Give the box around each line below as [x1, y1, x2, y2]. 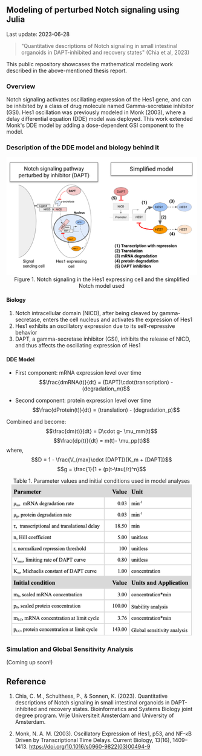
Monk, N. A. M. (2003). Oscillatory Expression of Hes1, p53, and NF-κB [15, 730, 192, 737]
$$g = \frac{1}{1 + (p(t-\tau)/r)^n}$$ [57, 466, 146, 473]
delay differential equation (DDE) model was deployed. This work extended [6, 115, 194, 123]
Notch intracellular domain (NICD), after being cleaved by [15, 310, 158, 317]
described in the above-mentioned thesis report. [6, 67, 127, 74]
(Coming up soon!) [6, 659, 53, 666]
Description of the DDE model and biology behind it [6, 143, 160, 152]
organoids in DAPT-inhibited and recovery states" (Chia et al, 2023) [21, 49, 190, 56]
